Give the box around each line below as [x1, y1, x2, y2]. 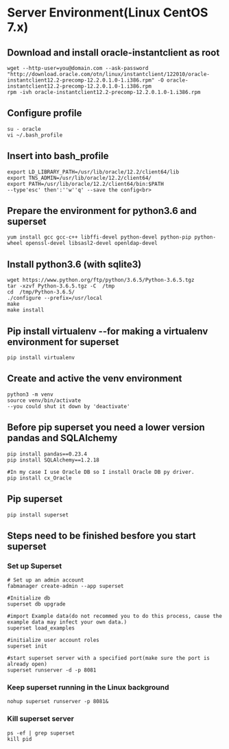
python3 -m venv [7, 391, 53, 398]
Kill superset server [7, 714, 74, 724]
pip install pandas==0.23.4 [7, 451, 88, 457]
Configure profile [7, 108, 82, 119]
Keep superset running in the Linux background [7, 682, 169, 692]
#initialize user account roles [7, 637, 99, 644]
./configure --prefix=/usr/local [7, 295, 103, 302]
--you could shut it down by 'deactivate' [7, 403, 130, 409]
